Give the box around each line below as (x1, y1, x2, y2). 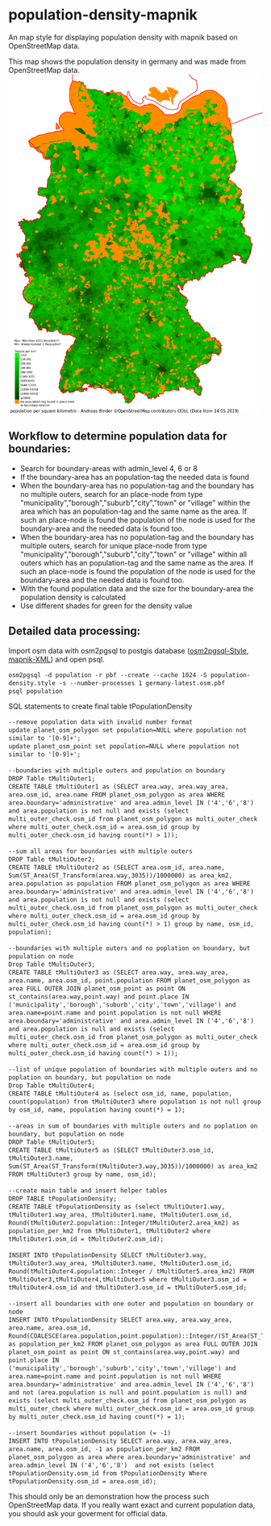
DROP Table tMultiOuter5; (8, 1137, 95, 1146)
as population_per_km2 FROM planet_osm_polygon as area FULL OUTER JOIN (8, 1339, 258, 1348)
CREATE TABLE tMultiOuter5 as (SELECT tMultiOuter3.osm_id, (8, 1146, 215, 1154)
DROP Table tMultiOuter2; (8, 855, 95, 864)
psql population (8, 687, 63, 696)
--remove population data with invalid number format (8, 717, 194, 726)
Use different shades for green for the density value (19, 600, 193, 611)
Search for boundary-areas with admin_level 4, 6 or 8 (19, 463, 198, 473)
